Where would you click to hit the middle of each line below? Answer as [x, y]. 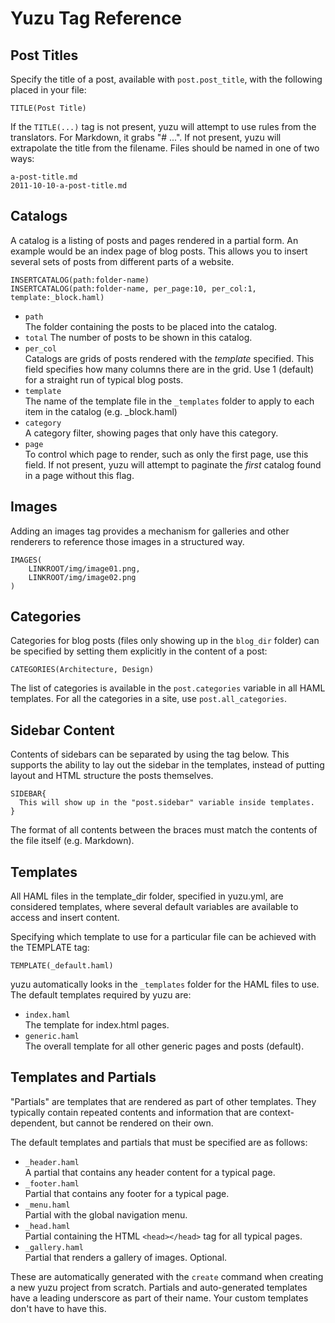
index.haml [47, 1015]
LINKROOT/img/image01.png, [84, 568]
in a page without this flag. [79, 475]
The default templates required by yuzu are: [101, 995]
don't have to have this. [58, 1308]
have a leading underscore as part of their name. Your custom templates [159, 1298]
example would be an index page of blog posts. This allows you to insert [159, 251]
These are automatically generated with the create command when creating [167, 1276]
